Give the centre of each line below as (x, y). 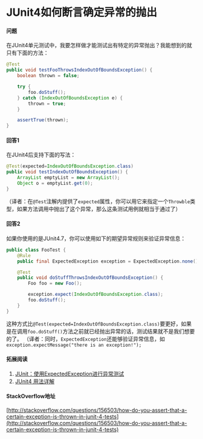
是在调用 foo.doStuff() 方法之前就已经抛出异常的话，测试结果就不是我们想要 (101, 331)
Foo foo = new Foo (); (55, 283)
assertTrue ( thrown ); (43, 120)
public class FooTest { (36, 250)
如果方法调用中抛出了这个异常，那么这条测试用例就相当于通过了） (99, 209)
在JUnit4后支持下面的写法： (41, 155)
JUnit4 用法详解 (35, 381)
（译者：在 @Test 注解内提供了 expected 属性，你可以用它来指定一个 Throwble (98, 201)
